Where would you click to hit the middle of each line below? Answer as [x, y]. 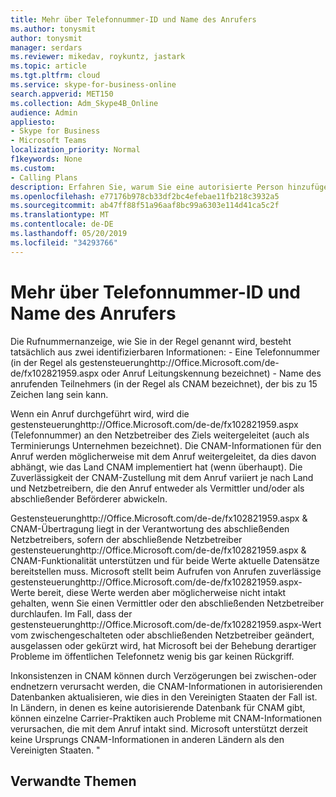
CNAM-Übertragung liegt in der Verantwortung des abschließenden [150, 528]
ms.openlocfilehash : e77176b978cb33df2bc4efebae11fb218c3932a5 [145, 196]
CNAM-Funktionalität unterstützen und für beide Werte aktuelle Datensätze [165, 560]
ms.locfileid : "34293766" [64, 242]
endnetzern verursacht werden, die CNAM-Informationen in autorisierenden [166, 686]
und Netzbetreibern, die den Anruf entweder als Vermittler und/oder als [157, 488]
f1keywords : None [46, 159]
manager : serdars [46, 47]
